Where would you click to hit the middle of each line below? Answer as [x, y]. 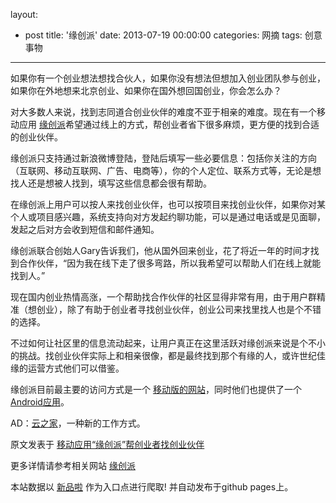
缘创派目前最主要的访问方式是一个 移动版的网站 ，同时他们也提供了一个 [156, 389]
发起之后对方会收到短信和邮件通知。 [85, 229]
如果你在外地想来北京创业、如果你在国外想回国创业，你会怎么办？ [146, 90]
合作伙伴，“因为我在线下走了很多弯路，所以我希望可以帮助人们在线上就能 [170, 263]
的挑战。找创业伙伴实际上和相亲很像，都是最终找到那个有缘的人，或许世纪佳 [168, 355]
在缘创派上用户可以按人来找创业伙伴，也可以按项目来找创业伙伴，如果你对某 [168, 204]
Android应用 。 [40, 402]
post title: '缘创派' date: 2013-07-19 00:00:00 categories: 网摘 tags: [163, 35]
